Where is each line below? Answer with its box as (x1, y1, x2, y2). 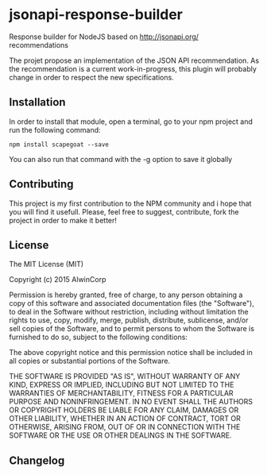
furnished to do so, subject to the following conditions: (9, 332, 188, 342)
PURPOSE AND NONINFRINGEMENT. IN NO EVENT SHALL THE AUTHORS (9, 397, 253, 407)
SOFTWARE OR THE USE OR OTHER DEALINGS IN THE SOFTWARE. (9, 431, 232, 440)
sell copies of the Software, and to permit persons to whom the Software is (9, 324, 255, 334)
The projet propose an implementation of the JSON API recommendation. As (9, 56, 260, 65)
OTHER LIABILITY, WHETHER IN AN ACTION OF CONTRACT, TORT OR (9, 414, 241, 423)
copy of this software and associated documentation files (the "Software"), (9, 299, 255, 308)
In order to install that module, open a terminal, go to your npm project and (9, 117, 253, 126)
